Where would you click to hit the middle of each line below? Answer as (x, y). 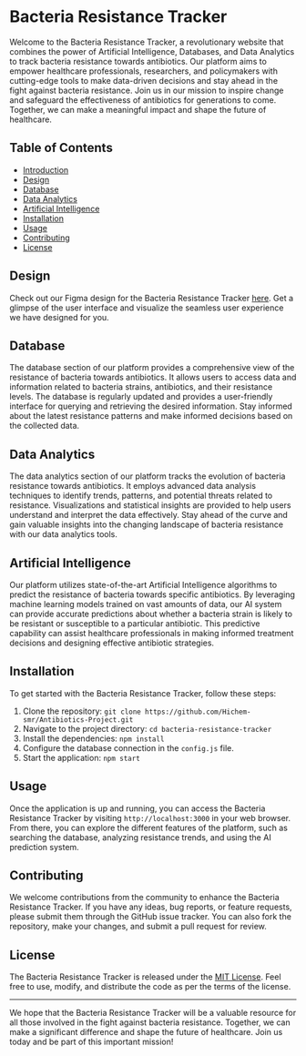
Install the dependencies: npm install (93, 738)
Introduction (46, 169)
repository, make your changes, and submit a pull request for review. (138, 927)
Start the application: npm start (82, 757)
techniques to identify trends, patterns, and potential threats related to (141, 496)
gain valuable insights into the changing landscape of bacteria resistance (147, 524)
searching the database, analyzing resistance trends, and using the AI (140, 837)
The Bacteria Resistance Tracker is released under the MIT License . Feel (145, 977)
